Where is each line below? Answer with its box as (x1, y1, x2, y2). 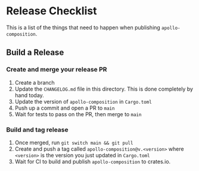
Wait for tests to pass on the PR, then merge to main (14, 110, 142, 117)
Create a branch (14, 79, 55, 86)
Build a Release (6, 48, 64, 58)
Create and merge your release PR (6, 66, 107, 74)
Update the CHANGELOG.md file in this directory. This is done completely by (14, 85, 194, 92)
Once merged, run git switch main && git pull (14, 139, 133, 146)
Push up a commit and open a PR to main (14, 104, 115, 111)
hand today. (14, 91, 45, 99)
